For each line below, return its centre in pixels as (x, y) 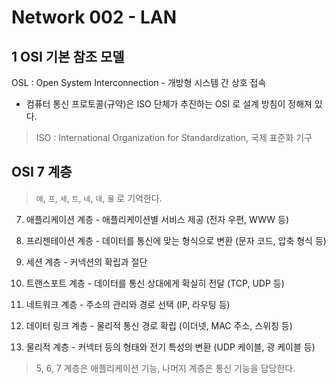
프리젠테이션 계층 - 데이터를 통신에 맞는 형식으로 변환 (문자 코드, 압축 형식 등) (176, 240)
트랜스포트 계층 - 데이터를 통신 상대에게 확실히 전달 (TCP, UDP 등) (155, 283)
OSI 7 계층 (42, 172)
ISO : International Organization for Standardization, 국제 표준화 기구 (174, 137)
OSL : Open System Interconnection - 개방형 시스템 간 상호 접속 (139, 82)
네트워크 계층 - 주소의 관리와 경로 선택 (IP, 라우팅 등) (128, 304)
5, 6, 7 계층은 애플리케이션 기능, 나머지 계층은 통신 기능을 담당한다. (165, 368)
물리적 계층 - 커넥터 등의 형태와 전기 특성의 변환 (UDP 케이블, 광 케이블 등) (170, 347)
